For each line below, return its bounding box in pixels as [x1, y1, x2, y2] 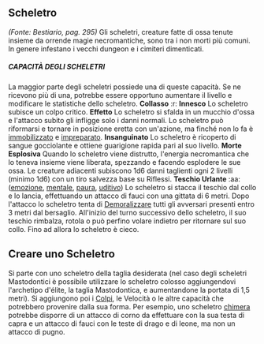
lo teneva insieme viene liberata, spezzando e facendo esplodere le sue [8, 157, 241, 166]
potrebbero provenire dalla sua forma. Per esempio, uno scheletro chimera [8, 301, 251, 311]
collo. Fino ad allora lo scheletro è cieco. [8, 224, 139, 234]
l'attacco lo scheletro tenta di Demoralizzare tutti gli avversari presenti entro [8, 199, 255, 208]
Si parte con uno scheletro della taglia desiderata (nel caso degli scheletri [8, 268, 247, 278]
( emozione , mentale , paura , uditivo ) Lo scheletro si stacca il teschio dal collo [8, 182, 257, 192]
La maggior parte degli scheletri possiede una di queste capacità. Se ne [8, 82, 242, 92]
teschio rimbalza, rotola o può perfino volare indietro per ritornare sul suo [8, 216, 247, 226]
